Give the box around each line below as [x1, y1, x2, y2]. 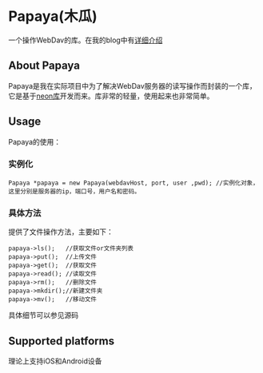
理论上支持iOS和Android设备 [8, 356, 102, 366]
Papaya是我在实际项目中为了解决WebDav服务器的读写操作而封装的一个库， [8, 81, 257, 90]
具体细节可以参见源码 [8, 311, 78, 320]
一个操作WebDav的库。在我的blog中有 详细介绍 [8, 35, 163, 45]
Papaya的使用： [8, 137, 62, 146]
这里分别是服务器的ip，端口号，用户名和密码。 [8, 187, 141, 196]
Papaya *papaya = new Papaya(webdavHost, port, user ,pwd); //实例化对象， [8, 179, 259, 187]
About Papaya [8, 59, 80, 73]
